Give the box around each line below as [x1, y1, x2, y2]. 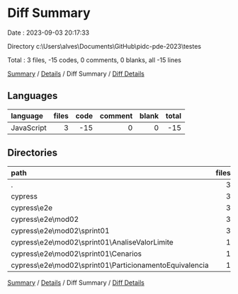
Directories [7, 147, 58, 159]
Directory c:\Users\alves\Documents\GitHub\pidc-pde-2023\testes [7, 42, 202, 50]
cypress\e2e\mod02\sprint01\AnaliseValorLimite [11, 237, 174, 247]
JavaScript [11, 122, 47, 132]
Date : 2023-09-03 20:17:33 [7, 28, 90, 37]
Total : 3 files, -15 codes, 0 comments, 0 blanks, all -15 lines [7, 55, 182, 64]
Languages [7, 90, 58, 102]
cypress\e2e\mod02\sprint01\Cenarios [11, 249, 142, 259]
